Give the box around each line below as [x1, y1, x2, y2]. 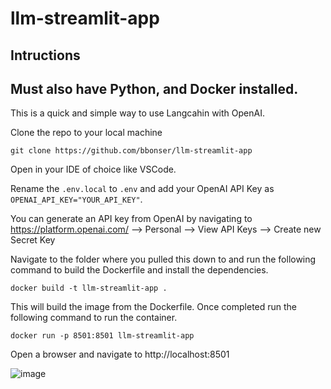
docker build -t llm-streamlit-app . [10, 283, 168, 294]
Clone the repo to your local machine [10, 127, 163, 139]
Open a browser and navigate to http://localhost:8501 [10, 348, 230, 361]
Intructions [10, 47, 81, 64]
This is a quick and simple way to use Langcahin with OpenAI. [10, 107, 265, 119]
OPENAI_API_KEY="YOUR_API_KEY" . [10, 193, 143, 206]
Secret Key [10, 234, 56, 246]
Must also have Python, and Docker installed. [10, 80, 299, 97]
